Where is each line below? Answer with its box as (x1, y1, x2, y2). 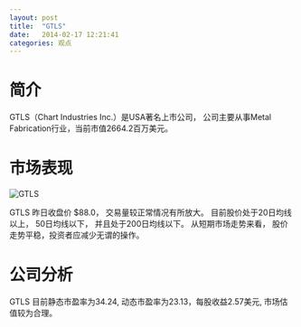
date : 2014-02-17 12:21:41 (9, 30, 119, 39)
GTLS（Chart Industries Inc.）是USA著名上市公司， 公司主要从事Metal (9, 112, 272, 123)
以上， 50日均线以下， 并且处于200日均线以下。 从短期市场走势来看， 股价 (9, 219, 289, 229)
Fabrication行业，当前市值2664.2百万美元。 (9, 123, 174, 134)
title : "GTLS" (9, 22, 67, 31)
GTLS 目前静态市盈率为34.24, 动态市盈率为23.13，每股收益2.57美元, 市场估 (9, 296, 288, 307)
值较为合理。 (9, 308, 57, 319)
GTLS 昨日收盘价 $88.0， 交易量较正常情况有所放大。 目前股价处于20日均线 (9, 207, 292, 218)
